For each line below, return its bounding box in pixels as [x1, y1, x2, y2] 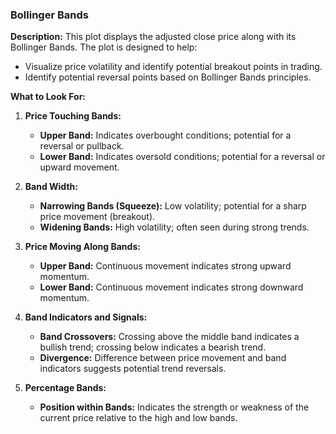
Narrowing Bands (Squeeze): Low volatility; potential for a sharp [39, 200, 307, 212]
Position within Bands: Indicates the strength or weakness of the [39, 401, 310, 413]
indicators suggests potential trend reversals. [39, 363, 227, 375]
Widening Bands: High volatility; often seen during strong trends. [39, 221, 310, 233]
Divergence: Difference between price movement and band [39, 352, 287, 364]
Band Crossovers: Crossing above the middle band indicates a [39, 331, 300, 343]
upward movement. [39, 161, 120, 173]
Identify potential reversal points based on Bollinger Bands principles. [24, 71, 312, 83]
